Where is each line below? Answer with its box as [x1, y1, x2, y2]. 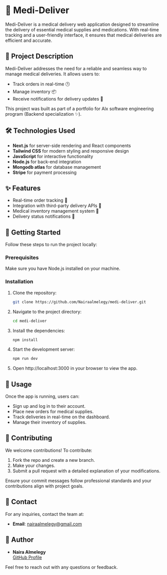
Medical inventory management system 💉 [12, 208, 99, 214]
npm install [12, 337, 38, 343]
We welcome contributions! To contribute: [5, 447, 92, 453]
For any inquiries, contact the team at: [5, 511, 84, 517]
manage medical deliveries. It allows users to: [5, 71, 100, 77]
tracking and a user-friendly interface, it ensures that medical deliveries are [5, 32, 162, 38]
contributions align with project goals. [5, 483, 84, 489]
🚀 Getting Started [5, 228, 61, 236]
